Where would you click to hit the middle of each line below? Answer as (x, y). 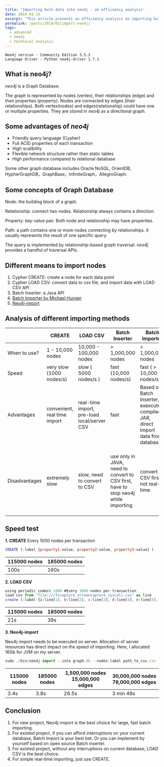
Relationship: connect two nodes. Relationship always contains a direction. (80, 211)
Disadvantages (25, 481)
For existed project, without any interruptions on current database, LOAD (85, 748)
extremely (58, 478)
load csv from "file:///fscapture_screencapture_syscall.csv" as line (78, 595)
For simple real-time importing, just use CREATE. (61, 759)
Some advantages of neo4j (47, 126)
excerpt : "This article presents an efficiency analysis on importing (78, 19)
